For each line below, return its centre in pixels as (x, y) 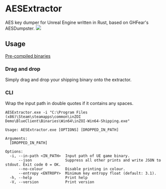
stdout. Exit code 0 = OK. (33, 165)
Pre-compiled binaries (28, 56)
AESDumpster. (20, 28)
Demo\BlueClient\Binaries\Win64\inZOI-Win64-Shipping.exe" (68, 121)
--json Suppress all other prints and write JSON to (90, 160)
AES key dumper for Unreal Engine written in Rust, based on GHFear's (77, 22)
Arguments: (16, 139)
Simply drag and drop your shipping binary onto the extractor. (68, 80)
